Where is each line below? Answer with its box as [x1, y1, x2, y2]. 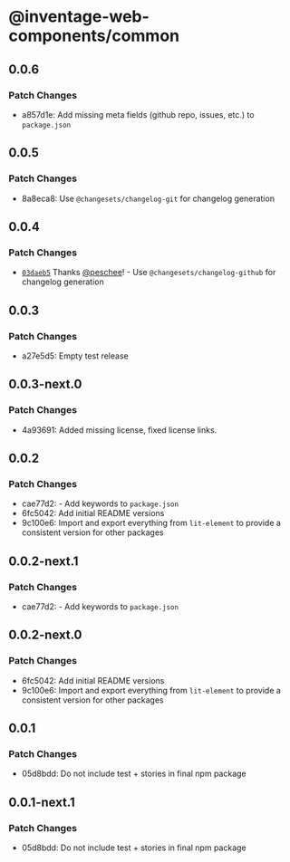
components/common [8, 25, 180, 46]
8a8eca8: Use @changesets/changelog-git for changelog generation [21, 193, 275, 204]
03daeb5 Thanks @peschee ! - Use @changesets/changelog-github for [21, 267, 276, 278]
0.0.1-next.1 [8, 794, 75, 809]
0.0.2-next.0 [8, 627, 82, 643]
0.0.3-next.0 [8, 377, 82, 392]
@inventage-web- [8, 6, 150, 27]
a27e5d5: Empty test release [21, 350, 129, 361]
